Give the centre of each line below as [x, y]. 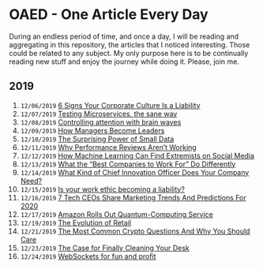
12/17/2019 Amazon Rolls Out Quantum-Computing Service [117, 214]
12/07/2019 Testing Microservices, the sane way [99, 114]
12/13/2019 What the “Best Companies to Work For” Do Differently [128, 164]
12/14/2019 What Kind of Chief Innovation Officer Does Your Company [135, 172]
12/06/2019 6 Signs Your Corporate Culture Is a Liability [110, 105]
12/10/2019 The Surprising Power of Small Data [97, 139]
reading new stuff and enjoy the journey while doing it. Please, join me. [124, 62]
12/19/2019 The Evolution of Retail [76, 222]
